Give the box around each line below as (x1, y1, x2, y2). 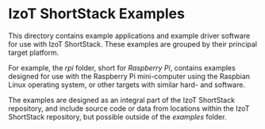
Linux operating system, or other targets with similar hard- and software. (8, 80, 246, 89)
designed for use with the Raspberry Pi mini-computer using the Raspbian (8, 71, 251, 81)
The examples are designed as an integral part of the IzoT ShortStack (8, 95, 236, 104)
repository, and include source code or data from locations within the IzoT (8, 104, 250, 113)
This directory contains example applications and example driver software (8, 31, 251, 40)
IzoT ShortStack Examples (8, 5, 185, 23)
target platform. (8, 47, 60, 57)
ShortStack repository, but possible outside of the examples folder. (8, 112, 227, 121)
